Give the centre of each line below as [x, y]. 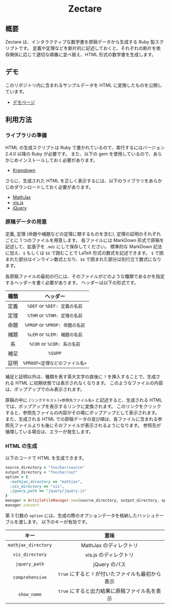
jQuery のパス [110, 564]
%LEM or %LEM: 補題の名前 [55, 334]
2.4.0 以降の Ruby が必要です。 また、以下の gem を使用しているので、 [79, 154]
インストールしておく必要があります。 [58, 160]
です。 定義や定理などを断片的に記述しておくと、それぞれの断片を [88, 48]
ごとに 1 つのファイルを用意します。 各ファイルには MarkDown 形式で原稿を [85, 240]
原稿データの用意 [26, 222]
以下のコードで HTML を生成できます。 [46, 458]
